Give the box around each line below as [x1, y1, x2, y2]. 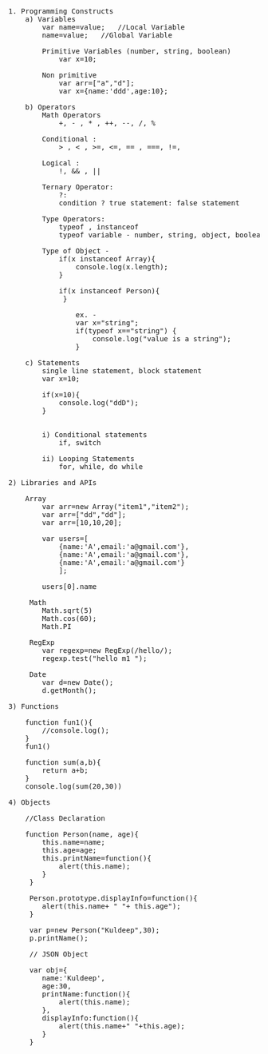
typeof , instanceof [58, 223, 140, 231]
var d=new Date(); [41, 678, 114, 686]
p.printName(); [29, 934, 89, 942]
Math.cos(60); [41, 615, 97, 622]
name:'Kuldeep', [41, 974, 105, 982]
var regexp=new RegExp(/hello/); [41, 646, 173, 654]
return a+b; [41, 766, 89, 774]
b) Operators [25, 103, 76, 111]
